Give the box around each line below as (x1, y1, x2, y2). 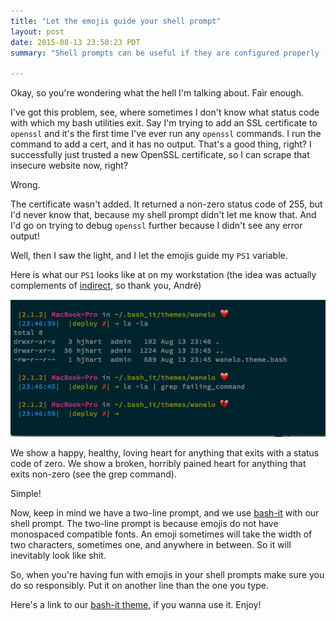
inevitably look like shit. (10, 550, 107, 562)
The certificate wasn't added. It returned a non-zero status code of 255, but (10, 198, 323, 210)
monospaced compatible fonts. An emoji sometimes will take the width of (10, 528, 313, 540)
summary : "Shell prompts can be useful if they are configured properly (10, 48, 320, 58)
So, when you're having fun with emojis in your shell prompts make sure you (10, 569, 325, 581)
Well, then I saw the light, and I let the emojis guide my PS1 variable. (10, 250, 288, 262)
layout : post (10, 26, 65, 37)
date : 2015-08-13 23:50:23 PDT (10, 37, 141, 47)
